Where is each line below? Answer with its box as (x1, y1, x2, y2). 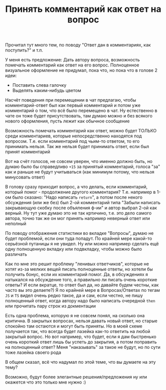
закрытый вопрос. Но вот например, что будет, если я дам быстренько (5, 334, 157, 340)
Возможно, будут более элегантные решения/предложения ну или (5, 374, 147, 380)
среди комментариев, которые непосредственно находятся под (5, 133, 142, 139)
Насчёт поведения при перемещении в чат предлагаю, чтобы (5, 97, 136, 103)
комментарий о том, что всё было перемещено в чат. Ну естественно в (5, 108, 158, 113)
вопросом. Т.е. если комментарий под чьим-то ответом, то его (5, 138, 140, 144)
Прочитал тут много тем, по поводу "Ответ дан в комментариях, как (5, 42, 151, 48)
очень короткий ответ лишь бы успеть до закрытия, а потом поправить (5, 339, 157, 345)
